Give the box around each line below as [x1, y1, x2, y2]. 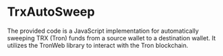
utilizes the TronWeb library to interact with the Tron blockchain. [7, 41, 189, 49]
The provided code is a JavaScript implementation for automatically [7, 27, 200, 35]
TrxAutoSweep [7, 4, 95, 20]
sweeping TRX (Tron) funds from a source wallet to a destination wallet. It [7, 33, 216, 42]
